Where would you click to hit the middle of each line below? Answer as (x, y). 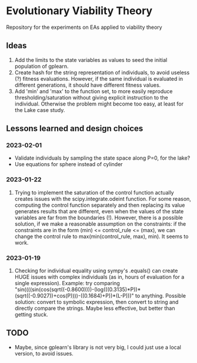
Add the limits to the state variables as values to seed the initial (91, 60)
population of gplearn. (41, 66)
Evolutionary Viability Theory (79, 11)
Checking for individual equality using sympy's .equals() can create (96, 271)
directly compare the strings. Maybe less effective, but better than (95, 308)
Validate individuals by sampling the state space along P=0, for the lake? (102, 158)
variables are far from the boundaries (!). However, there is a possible (99, 217)
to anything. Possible (161, 296)
